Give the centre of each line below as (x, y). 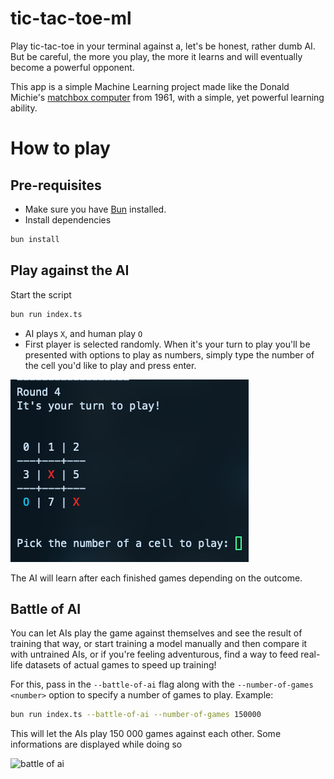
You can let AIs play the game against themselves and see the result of (156, 633)
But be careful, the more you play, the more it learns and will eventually (156, 56)
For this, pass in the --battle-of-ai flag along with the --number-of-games (162, 684)
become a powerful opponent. (72, 67)
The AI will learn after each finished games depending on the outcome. (156, 578)
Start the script (41, 294)
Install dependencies (68, 219)
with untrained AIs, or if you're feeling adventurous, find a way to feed (154, 654)
